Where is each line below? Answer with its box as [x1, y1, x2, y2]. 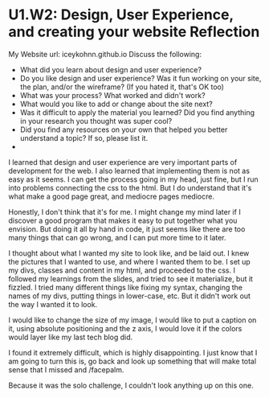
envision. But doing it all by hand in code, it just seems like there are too [8, 224, 246, 234]
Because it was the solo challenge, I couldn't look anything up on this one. [8, 380, 255, 390]
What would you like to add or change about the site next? [19, 99, 213, 109]
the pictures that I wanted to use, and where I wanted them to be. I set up [8, 256, 251, 266]
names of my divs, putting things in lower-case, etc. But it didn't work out [8, 291, 251, 301]
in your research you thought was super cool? [19, 116, 173, 125]
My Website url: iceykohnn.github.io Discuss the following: [8, 49, 202, 59]
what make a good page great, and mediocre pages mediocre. [8, 191, 215, 201]
